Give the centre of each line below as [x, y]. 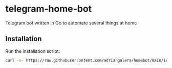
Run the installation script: [33, 51]
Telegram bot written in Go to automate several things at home [71, 23]
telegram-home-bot [49, 9]
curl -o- [15, 60]
